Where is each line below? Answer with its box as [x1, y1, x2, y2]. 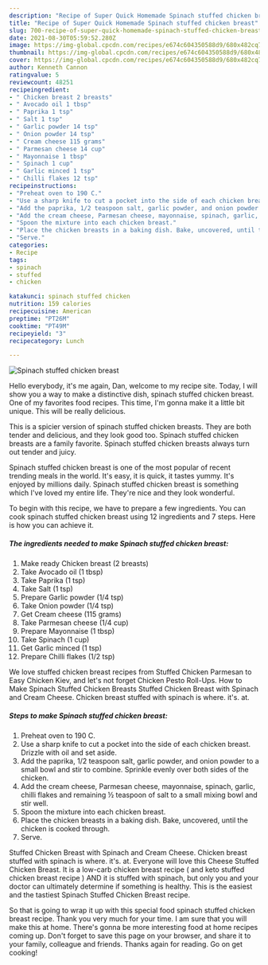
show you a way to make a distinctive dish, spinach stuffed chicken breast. [9, 389, 254, 399]
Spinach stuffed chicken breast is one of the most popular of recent [9, 463, 231, 472]
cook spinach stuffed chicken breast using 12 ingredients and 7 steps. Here [9, 512, 256, 522]
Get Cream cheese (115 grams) [20, 610, 122, 619]
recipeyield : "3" [9, 330, 67, 338]
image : [9, 41, 31, 49]
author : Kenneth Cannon [9, 64, 88, 72]
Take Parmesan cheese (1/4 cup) [20, 618, 130, 627]
